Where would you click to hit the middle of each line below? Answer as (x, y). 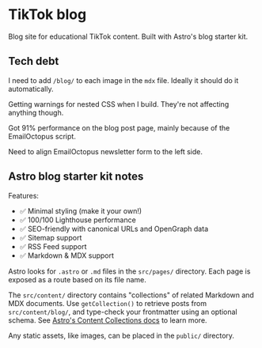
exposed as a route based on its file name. (77, 279)
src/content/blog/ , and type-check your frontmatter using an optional (123, 312)
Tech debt (34, 61)
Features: (24, 195)
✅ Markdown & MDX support (67, 255)
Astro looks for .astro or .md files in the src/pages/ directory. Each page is (129, 271)
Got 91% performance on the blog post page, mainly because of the (119, 127)
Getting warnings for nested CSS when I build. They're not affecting (119, 104)
